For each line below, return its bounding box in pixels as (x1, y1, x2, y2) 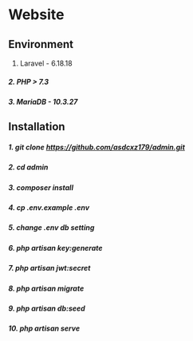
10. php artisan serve (8, 323, 81, 333)
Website (8, 6, 65, 24)
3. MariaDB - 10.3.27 (8, 97, 78, 106)
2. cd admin (8, 162, 49, 172)
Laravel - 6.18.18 (19, 58, 73, 68)
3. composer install (8, 182, 74, 192)
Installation (8, 120, 65, 133)
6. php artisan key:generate (8, 243, 103, 252)
